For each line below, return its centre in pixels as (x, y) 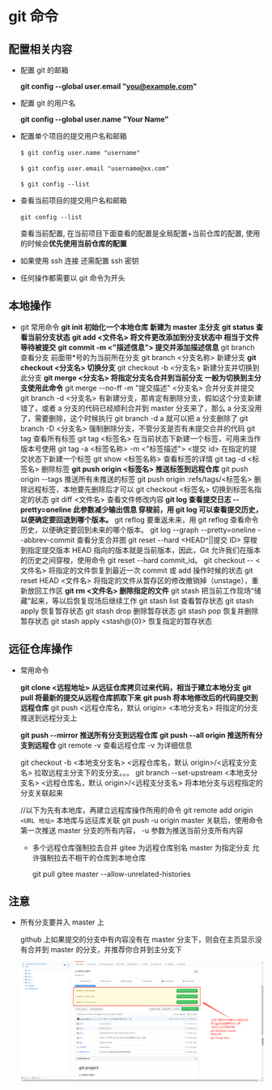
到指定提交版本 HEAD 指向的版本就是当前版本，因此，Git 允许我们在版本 (140, 550)
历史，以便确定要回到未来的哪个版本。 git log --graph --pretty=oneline (138, 530)
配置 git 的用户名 (48, 103)
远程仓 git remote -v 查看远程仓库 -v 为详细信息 (113, 745)
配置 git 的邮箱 (44, 70)
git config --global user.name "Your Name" (94, 119)
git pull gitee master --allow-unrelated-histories (112, 873)
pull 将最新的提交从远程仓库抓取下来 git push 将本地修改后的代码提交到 (139, 697)
